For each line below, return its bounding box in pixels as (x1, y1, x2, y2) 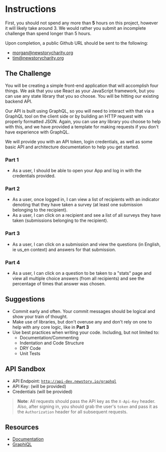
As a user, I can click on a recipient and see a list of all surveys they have (12, 212, 161, 218)
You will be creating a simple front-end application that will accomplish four (5, 82, 159, 88)
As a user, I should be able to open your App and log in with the (12, 168, 142, 174)
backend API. (5, 98, 33, 104)
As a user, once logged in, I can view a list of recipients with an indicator (12, 196, 160, 202)
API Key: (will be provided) (12, 383, 67, 389)
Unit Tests (19, 350, 41, 356)
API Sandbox (5, 365, 46, 373)
